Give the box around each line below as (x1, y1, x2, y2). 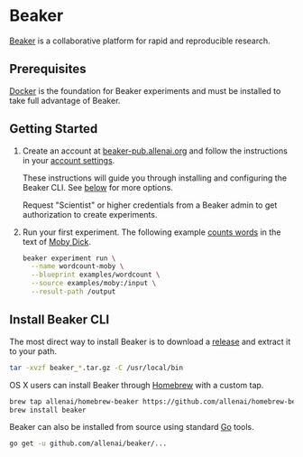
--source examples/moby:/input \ (31, 279, 157, 288)
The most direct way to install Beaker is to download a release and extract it (9, 336, 291, 347)
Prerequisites (9, 61, 87, 77)
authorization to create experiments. (22, 209, 158, 219)
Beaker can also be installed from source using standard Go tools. (9, 422, 254, 433)
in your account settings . (22, 154, 115, 165)
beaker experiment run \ (22, 254, 116, 263)
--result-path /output (31, 287, 116, 296)
